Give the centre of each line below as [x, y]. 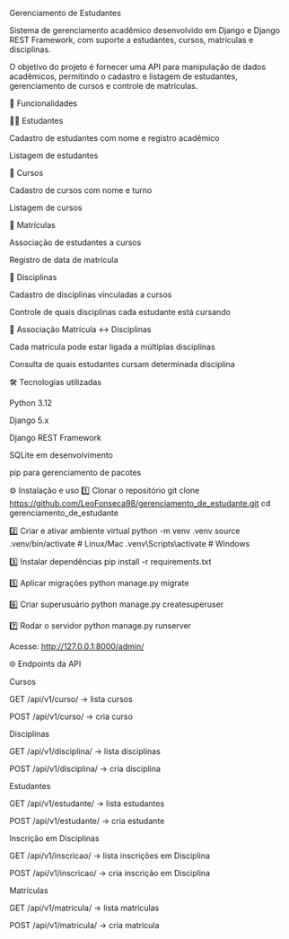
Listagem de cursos [46, 207]
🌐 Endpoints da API [45, 664]
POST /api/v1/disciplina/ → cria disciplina [85, 768]
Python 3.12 [31, 403]
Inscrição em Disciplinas [55, 838]
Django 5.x [29, 420]
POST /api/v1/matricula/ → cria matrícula [84, 925]
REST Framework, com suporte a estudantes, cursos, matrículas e [131, 40]
